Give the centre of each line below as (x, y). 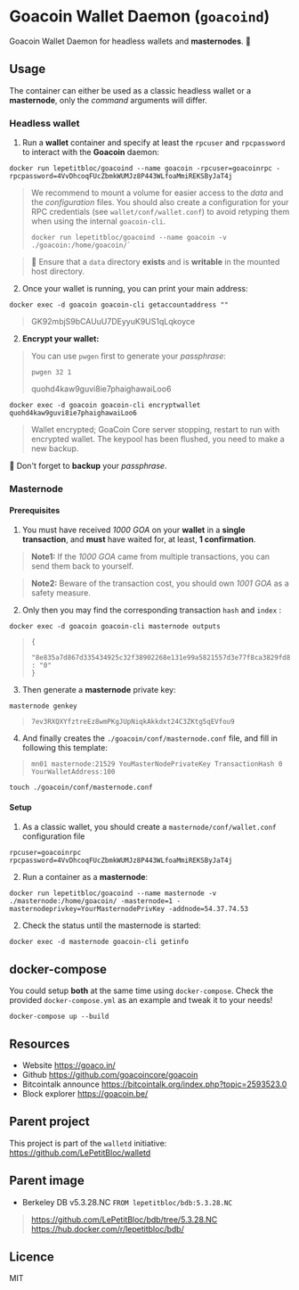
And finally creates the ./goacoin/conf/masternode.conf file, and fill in (150, 738)
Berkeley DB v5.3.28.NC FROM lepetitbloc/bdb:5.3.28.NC (127, 1202)
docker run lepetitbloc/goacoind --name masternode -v (113, 893)
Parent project (50, 1122)
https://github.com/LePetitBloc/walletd (80, 1153)
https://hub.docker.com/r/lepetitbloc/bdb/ (107, 1228)
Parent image (47, 1181)
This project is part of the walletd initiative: (88, 1143)
